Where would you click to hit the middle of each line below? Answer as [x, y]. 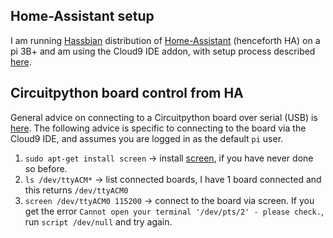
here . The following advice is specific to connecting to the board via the [158, 128]
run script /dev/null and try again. [98, 221]
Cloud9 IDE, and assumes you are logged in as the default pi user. [147, 138]
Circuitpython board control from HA [127, 93]
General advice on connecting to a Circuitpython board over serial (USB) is [164, 117]
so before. [46, 168]
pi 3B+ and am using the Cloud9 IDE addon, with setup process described [163, 51]
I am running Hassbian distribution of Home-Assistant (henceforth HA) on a [165, 40]
